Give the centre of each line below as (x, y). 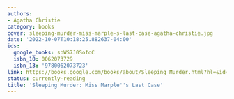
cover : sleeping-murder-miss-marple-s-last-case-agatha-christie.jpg (110, 33)
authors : (20, 14)
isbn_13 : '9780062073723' (51, 66)
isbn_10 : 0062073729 (43, 59)
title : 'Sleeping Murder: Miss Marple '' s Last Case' (85, 85)
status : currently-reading (46, 78)
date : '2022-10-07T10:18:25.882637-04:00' (70, 40)
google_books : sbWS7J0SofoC (54, 53)
